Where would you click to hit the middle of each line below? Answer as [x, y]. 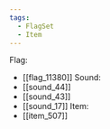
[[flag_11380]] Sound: [62, 78]
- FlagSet [36, 26]
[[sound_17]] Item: [55, 106]
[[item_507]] [45, 116]
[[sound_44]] [46, 88]
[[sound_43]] [46, 97]
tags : [19, 18]
